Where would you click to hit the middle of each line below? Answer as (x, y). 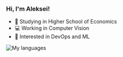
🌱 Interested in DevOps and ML (52, 36)
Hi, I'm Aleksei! (28, 9)
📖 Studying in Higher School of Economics (66, 22)
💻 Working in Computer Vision (52, 28)
